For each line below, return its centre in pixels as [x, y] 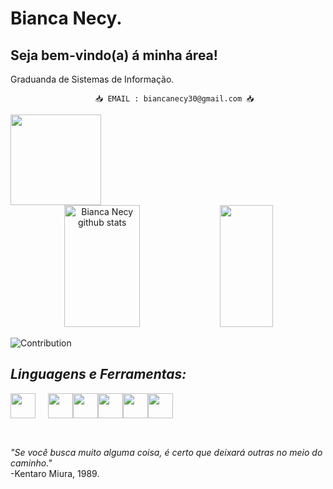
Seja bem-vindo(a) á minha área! [114, 55]
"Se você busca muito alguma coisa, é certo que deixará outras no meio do [166, 453]
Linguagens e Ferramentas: [98, 374]
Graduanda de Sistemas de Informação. [92, 79]
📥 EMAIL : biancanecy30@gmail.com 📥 [175, 99]
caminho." [31, 463]
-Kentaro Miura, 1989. [55, 474]
